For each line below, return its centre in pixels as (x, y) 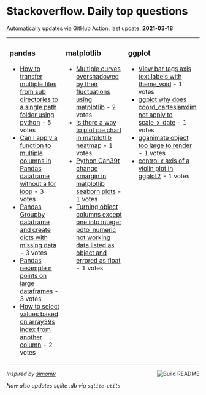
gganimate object (163, 137)
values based (39, 314)
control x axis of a (164, 161)
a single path (38, 107)
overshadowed (98, 76)
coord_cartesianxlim (167, 107)
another (31, 337)
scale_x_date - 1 (162, 122)
